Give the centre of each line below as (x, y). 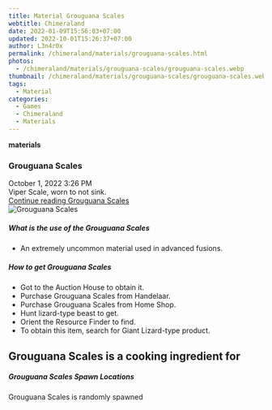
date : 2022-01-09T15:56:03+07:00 (65, 31)
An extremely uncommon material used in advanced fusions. (121, 248)
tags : (17, 84)
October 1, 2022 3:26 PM (50, 183)
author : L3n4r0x (36, 46)
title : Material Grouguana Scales (67, 16)
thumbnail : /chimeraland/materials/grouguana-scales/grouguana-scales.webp (139, 76)
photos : (21, 62)
